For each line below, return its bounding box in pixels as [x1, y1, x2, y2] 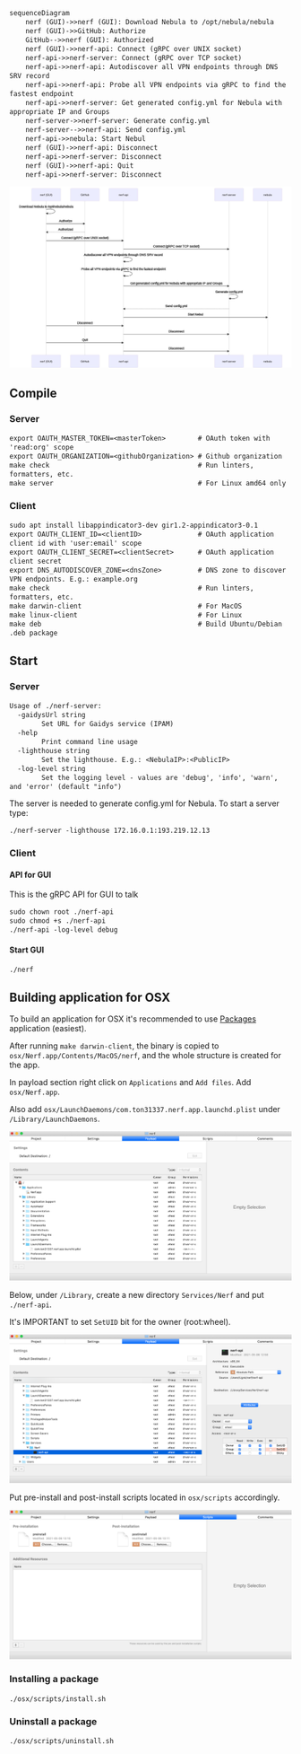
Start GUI [9, 944, 45, 955]
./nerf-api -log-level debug [9, 925, 118, 934]
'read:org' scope [9, 443, 74, 452]
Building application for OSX [9, 989, 171, 1004]
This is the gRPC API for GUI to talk [9, 889, 139, 900]
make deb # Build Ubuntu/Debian [9, 619, 282, 629]
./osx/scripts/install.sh [9, 1694, 106, 1704]
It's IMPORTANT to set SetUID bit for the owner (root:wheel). [9, 1316, 231, 1327]
